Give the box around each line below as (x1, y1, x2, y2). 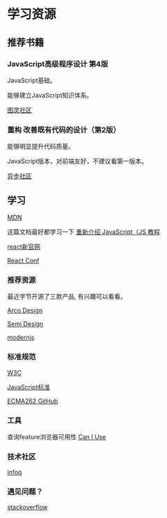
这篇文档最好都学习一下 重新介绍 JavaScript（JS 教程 (7, 228, 161, 236)
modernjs (7, 333, 35, 342)
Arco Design (7, 306, 43, 315)
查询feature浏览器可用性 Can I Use (7, 432, 106, 441)
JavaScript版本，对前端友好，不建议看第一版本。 (7, 157, 148, 165)
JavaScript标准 (7, 383, 51, 391)
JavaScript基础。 (7, 76, 57, 84)
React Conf (7, 256, 40, 265)
